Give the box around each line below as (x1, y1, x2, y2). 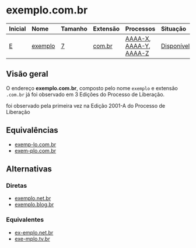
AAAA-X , (125, 35, 151, 43)
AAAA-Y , (125, 42, 150, 50)
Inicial (9, 25, 26, 33)
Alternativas (6, 164, 52, 174)
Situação (160, 25, 187, 33)
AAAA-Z (125, 49, 149, 57)
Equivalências (6, 125, 58, 135)
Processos (125, 25, 156, 33)
